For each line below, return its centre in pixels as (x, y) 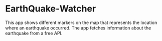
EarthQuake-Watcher (51, 9)
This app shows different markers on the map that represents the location (81, 22)
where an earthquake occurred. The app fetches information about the (78, 27)
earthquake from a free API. (34, 33)
